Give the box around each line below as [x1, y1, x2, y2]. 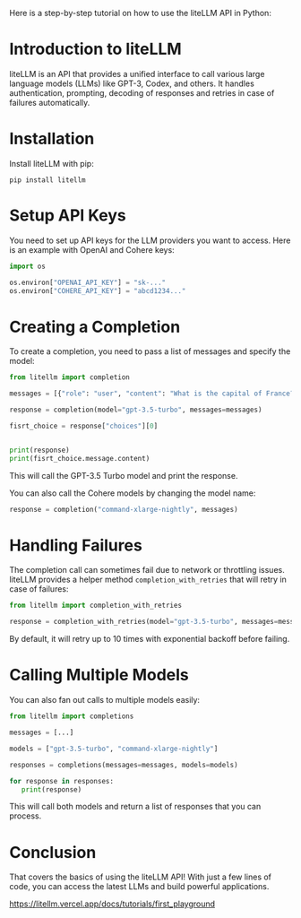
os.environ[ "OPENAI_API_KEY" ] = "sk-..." [9, 278, 167, 287]
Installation [9, 129, 95, 149]
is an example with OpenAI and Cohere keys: [9, 244, 175, 255]
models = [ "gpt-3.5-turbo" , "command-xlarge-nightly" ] [9, 744, 219, 753]
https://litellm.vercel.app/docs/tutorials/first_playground [9, 898, 216, 909]
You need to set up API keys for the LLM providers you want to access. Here [9, 235, 291, 246]
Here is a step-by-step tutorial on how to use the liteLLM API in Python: [9, 8, 271, 18]
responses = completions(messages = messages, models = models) [9, 760, 239, 769]
